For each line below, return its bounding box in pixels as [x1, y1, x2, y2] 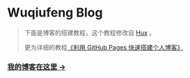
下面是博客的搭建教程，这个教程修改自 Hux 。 [24, 28, 155, 37]
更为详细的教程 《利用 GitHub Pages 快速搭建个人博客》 [24, 43, 184, 51]
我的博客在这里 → [7, 62, 66, 72]
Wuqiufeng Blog [7, 5, 103, 21]
